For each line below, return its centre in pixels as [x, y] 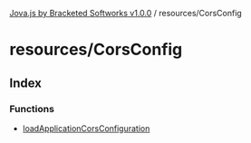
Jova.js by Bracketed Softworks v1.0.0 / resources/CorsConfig [125, 13]
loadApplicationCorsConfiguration [86, 128]
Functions [32, 109]
